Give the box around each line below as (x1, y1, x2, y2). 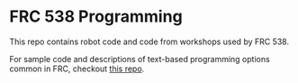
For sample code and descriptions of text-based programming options (9, 53, 270, 64)
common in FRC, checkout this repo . (9, 63, 145, 74)
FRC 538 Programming (9, 6, 183, 27)
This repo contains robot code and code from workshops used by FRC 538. (9, 36, 290, 47)
